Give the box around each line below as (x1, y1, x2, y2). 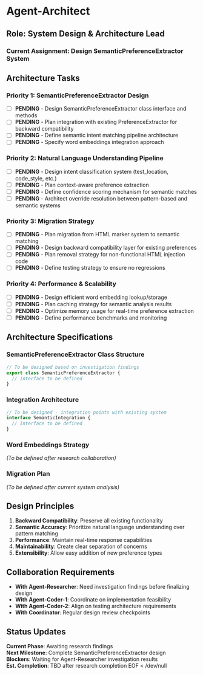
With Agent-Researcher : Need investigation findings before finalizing (15, 583, 190, 591)
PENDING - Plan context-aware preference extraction (15, 181, 150, 188)
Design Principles (6, 501, 75, 512)
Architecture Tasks (6, 73, 80, 83)
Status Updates (6, 626, 67, 637)
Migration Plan (6, 470, 50, 478)
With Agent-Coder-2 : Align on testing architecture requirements (15, 603, 177, 610)
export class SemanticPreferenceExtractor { (6, 369, 121, 376)
